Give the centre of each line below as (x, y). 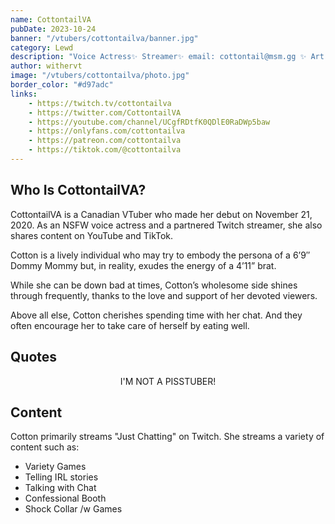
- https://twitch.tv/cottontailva (100, 103)
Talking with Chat (60, 488)
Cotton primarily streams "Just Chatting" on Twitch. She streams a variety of (167, 437)
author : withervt (46, 66)
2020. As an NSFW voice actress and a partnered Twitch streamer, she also (166, 225)
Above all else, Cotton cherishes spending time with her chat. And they (156, 315)
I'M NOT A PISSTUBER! (168, 381)
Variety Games (55, 467)
